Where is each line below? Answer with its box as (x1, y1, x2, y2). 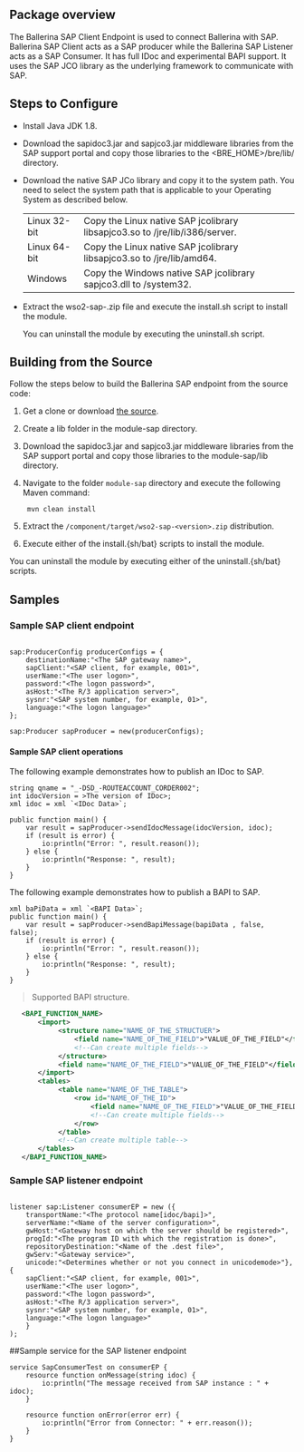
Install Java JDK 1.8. (22, 120, 98, 131)
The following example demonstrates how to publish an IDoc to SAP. (9, 766, 265, 777)
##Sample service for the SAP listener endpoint (9, 1346, 187, 1357)
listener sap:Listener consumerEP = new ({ (9, 1203, 176, 1212)
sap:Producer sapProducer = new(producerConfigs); (9, 727, 204, 736)
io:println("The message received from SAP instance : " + (42, 1379, 270, 1389)
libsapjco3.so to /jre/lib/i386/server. (83, 226, 237, 239)
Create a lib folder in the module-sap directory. (22, 424, 197, 434)
